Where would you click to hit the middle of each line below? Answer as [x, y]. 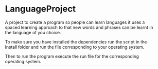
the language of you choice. [33, 32]
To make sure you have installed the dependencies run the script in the [76, 41]
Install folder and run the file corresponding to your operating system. [75, 47]
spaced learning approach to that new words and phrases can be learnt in [79, 27]
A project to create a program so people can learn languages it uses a [75, 22]
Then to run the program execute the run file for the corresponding [72, 56]
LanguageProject [41, 9]
